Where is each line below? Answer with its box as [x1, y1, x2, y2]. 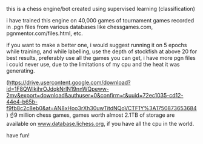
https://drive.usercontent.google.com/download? [8, 79, 131, 86]
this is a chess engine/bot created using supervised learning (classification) [6, 5, 196, 12]
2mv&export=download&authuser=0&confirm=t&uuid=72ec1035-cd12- [6, 92, 184, 99]
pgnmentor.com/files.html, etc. [6, 30, 83, 37]
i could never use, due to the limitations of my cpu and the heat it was [6, 61, 180, 68]
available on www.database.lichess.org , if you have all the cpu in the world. [6, 120, 195, 127]
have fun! [6, 132, 30, 139]
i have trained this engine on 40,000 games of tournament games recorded [6, 17, 195, 24]
